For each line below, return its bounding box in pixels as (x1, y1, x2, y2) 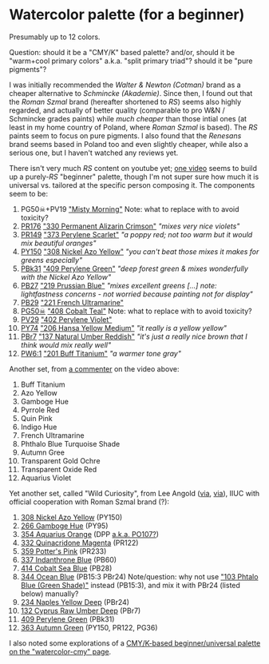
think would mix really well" (20, 340, 111, 349)
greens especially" (20, 255, 83, 264)
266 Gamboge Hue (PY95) (20, 521, 109, 531)
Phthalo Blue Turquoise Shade (20, 439, 121, 448)
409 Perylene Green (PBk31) (20, 614, 115, 624)
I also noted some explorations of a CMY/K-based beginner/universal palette (9, 638, 261, 648)
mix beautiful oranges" (20, 238, 97, 248)
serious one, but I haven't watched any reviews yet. (9, 148, 179, 157)
